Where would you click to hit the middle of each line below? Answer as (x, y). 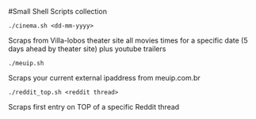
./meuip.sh (26, 63)
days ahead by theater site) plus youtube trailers (87, 49)
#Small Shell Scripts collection (57, 11)
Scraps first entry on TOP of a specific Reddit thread (94, 107)
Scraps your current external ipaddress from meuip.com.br (104, 78)
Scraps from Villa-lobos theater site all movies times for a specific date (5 (128, 40)
